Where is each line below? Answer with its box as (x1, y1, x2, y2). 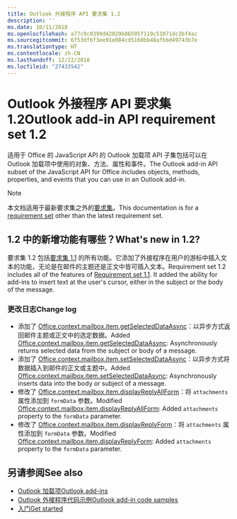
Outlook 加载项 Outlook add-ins (17, 486, 108, 496)
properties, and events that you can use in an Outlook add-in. (7, 175, 186, 183)
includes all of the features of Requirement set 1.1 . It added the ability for (7, 270, 218, 279)
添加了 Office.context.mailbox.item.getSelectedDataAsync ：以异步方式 (17, 321, 224, 330)
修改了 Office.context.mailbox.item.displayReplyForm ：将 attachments (17, 420, 221, 428)
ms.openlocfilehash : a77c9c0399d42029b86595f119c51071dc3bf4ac (7, 30, 198, 38)
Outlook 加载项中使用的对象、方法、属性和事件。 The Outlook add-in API (7, 159, 218, 168)
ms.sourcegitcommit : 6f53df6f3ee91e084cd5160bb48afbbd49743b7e (7, 37, 198, 44)
